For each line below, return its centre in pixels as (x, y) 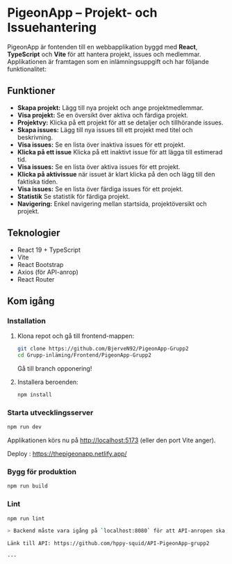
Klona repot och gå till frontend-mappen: (75, 336)
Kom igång (31, 301)
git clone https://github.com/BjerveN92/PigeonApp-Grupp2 (103, 349)
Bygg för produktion (42, 472)
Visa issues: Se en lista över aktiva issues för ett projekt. (99, 167)
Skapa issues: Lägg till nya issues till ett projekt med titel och (105, 129)
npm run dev (24, 427)
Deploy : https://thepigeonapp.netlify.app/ (67, 454)
